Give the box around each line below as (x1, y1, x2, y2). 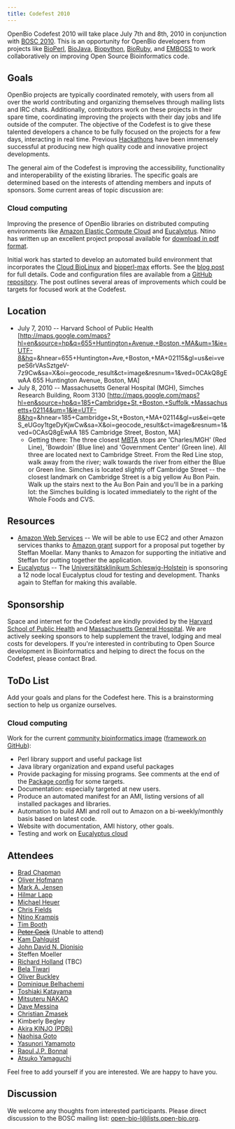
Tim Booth (17, 920, 48, 929)
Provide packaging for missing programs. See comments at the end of (17, 770, 220, 778)
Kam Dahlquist (17, 935, 60, 944)
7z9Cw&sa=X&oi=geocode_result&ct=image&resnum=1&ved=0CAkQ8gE (17, 368, 228, 377)
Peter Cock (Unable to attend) (17, 928, 104, 937)
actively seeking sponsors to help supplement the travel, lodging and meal (7, 632, 222, 640)
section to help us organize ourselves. (7, 701, 117, 709)
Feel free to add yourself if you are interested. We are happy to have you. (7, 1068, 218, 1077)
